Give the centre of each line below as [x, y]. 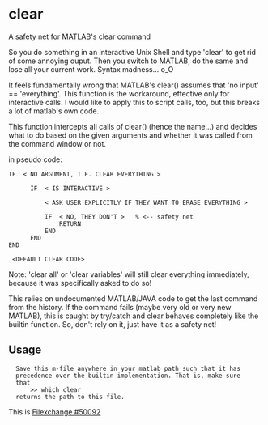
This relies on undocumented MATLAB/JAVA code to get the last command [133, 298]
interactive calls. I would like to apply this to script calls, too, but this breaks [134, 102]
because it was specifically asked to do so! [80, 283]
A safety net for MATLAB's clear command [80, 36]
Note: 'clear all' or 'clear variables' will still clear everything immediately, [129, 274]
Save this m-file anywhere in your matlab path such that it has [128, 368]
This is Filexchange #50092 [55, 412]
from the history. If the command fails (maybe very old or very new [120, 307]
